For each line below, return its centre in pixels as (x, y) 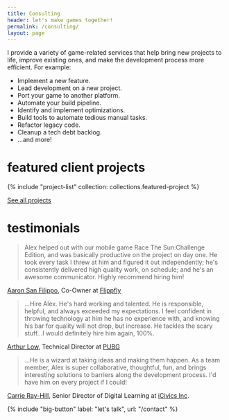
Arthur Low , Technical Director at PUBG (63, 347)
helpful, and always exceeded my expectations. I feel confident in (118, 311)
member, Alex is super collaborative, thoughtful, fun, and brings (115, 367)
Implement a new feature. (54, 81)
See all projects (29, 200)
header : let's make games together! (60, 20)
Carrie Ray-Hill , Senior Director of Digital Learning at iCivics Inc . (98, 396)
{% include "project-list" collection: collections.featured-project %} (103, 187)
